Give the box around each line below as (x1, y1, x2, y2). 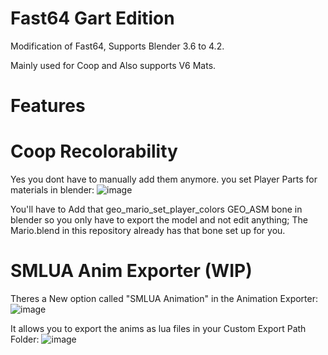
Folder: (10, 333, 40, 345)
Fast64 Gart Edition (10, 7, 175, 30)
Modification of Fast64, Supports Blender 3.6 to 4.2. (10, 40, 225, 52)
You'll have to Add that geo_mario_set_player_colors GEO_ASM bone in (10, 203, 303, 216)
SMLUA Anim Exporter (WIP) (10, 260, 253, 282)
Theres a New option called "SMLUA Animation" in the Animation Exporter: (10, 293, 318, 304)
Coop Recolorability (10, 140, 178, 163)
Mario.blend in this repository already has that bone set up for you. (10, 225, 286, 237)
